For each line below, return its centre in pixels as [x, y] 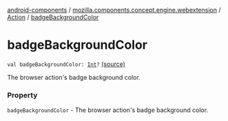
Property [22, 95]
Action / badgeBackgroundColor [53, 17]
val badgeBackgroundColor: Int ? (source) [66, 64]
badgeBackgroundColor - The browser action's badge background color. [108, 110]
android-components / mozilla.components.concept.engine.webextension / [114, 10]
